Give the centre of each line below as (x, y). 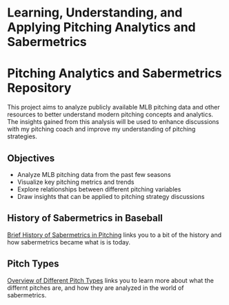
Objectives (31, 158)
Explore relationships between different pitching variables (99, 189)
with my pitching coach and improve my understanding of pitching (101, 129)
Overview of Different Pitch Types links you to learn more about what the (111, 280)
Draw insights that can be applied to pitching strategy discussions (111, 196)
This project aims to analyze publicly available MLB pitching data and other (113, 107)
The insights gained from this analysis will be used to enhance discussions (113, 122)
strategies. (22, 136)
